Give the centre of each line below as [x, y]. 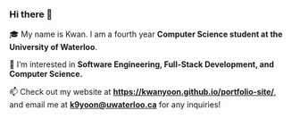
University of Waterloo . [54, 47]
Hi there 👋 [31, 14]
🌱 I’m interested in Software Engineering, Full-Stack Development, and [142, 64]
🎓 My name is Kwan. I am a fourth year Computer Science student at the [146, 34]
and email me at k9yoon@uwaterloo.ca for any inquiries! [115, 105]
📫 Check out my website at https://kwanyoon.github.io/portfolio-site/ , [143, 92]
